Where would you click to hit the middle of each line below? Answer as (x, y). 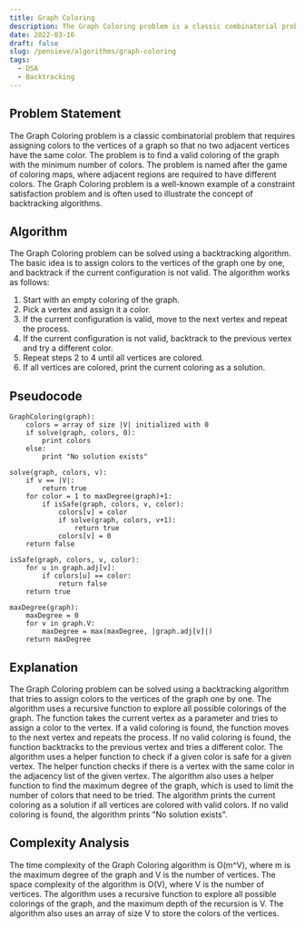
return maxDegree (59, 640)
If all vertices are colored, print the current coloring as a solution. (144, 368)
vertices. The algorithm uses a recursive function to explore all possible (143, 893)
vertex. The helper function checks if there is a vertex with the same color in (152, 766)
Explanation (44, 667)
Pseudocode (46, 396)
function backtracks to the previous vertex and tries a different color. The (146, 747)
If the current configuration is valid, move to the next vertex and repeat (155, 320)
